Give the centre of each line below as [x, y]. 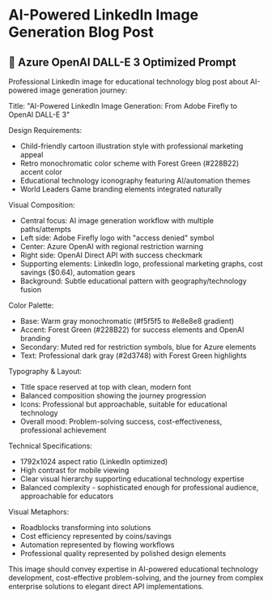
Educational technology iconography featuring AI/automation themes [135, 181]
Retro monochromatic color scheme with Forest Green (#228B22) [130, 163]
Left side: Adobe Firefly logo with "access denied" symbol [117, 238]
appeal [32, 155]
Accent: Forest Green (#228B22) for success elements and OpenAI [132, 330]
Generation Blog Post [81, 32]
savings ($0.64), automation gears [78, 272]
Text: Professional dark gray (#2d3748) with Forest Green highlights [133, 356]
